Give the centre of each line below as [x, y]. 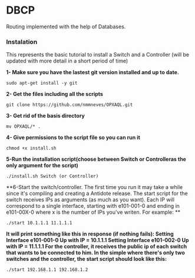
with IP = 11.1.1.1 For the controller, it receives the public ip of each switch [97, 246]
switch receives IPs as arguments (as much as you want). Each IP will [90, 200]
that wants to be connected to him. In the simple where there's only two [96, 253]
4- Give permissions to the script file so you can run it [73, 138]
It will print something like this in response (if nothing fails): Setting [90, 234]
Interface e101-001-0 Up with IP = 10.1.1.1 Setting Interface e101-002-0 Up [98, 240]
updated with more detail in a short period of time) [67, 61]
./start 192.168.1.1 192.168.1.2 [47, 270]
